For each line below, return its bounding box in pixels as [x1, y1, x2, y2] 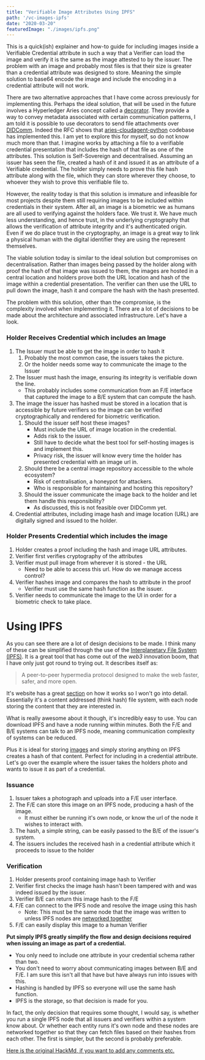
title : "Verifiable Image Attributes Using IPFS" [6, 9, 136, 15]
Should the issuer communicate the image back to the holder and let [24, 491, 197, 498]
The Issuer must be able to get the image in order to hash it [15, 347, 165, 355]
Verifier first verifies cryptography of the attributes [15, 552, 143, 559]
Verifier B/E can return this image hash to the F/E [15, 895, 139, 903]
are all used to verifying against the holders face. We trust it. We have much [6, 210, 198, 218]
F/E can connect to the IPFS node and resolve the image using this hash [15, 902, 197, 909]
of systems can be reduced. [6, 733, 78, 741]
